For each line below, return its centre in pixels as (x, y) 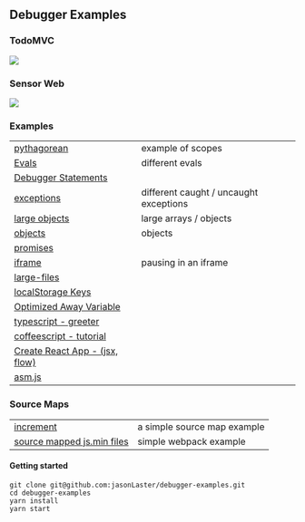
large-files (37, 277)
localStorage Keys (53, 292)
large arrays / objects (187, 218)
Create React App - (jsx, (66, 351)
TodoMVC (32, 41)
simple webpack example (192, 441)
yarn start (30, 508)
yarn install (34, 501)
